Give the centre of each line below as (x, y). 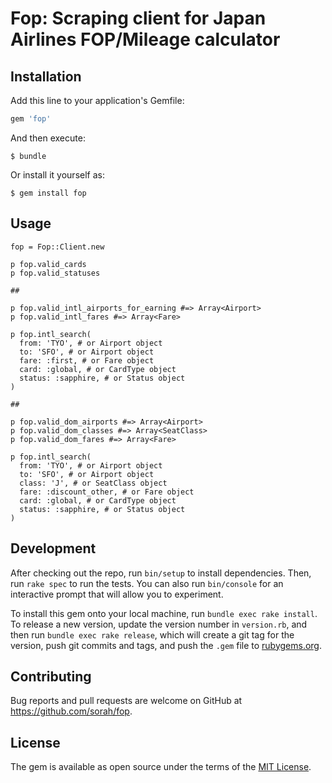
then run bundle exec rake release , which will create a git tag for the (152, 634)
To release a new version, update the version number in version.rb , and (159, 624)
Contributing (51, 676)
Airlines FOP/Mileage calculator (145, 39)
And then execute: (48, 138)
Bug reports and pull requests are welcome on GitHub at (126, 701)
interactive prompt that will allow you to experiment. (117, 594)
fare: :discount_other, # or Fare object (107, 492)
